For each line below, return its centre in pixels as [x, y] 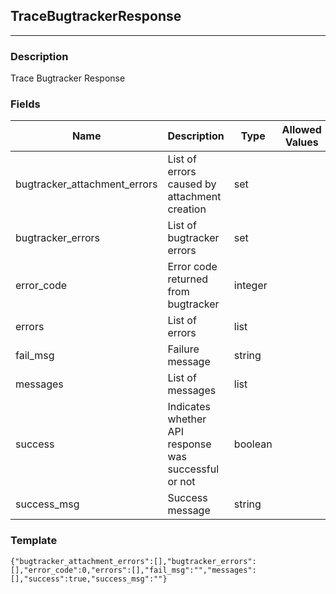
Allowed [301, 130]
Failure [183, 349]
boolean [253, 444]
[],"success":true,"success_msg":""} [89, 579]
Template [34, 541]
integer [250, 286]
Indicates [189, 407]
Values [301, 142]
